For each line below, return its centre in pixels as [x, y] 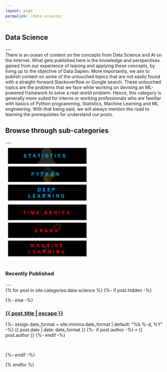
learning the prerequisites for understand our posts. [59, 115]
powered [14, 93]
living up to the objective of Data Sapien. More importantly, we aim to [77, 71]
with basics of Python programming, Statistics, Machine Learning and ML [82, 104]
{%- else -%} [19, 300]
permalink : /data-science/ [34, 16]
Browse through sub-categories [57, 131]
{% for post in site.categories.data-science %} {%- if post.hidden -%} [79, 290]
